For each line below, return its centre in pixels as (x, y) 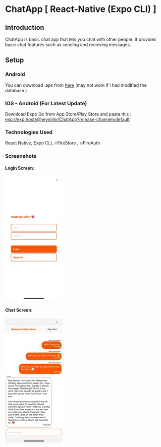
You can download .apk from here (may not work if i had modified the (76, 85)
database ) (16, 90)
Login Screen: (20, 168)
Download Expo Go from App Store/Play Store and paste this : (68, 114)
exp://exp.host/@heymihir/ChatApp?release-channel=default (67, 119)
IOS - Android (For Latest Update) (46, 103)
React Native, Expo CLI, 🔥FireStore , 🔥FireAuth (53, 143)
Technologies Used (29, 132)
